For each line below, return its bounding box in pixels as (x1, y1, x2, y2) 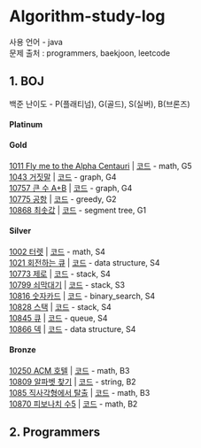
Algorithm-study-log (9, 6, 166, 27)
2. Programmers (9, 425, 100, 440)
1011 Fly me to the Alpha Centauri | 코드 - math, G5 (9, 160, 192, 171)
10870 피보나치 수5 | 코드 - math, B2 (9, 398, 138, 409)
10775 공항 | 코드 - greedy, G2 (9, 193, 117, 205)
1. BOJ (9, 73, 44, 89)
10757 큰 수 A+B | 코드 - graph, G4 (9, 182, 133, 193)
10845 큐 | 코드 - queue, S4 (9, 313, 108, 323)
